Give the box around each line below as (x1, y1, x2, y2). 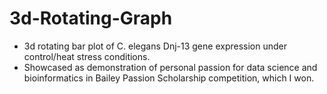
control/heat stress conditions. (23, 50, 151, 62)
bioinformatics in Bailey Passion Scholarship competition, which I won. (23, 72, 315, 84)
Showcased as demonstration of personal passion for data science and (23, 61, 318, 73)
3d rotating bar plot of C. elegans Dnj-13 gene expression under (23, 40, 287, 52)
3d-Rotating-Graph (9, 7, 173, 30)
